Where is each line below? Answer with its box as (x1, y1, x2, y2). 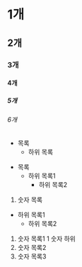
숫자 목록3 (17, 252, 47, 261)
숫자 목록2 (17, 243, 47, 251)
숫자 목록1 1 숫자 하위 (17, 234, 76, 243)
